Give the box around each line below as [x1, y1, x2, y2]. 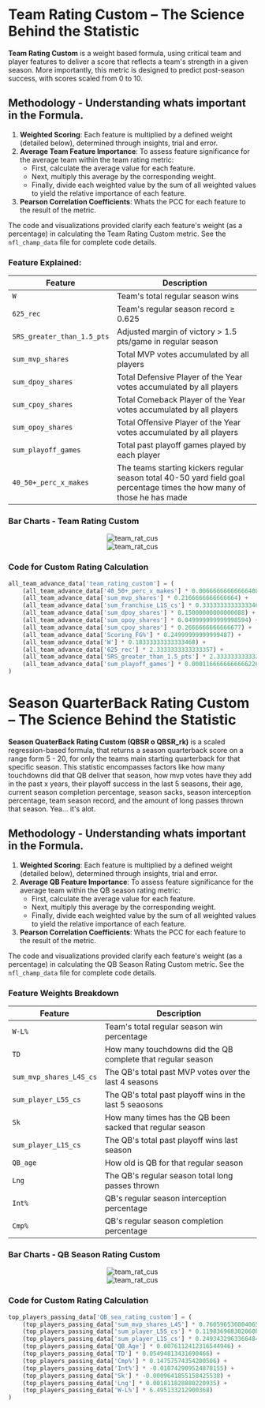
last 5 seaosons [104, 1099, 163, 1110]
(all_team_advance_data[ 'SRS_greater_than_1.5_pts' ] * [22, 653, 207, 661]
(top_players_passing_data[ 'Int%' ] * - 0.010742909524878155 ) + [22, 1364, 235, 1372]
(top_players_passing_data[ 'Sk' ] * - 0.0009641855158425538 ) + [22, 1372, 231, 1380]
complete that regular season [104, 1054, 214, 1065]
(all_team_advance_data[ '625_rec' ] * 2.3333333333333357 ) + [22, 646, 224, 653]
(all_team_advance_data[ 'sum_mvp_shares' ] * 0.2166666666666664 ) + [22, 594, 248, 602]
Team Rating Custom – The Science [8, 6, 244, 24]
